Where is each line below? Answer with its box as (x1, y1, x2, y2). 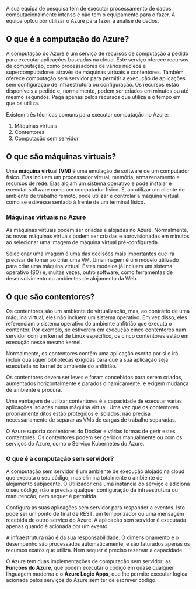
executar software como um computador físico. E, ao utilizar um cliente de (6, 186, 185, 193)
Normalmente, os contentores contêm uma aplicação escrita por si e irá (6, 350, 178, 357)
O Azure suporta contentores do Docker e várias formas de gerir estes (6, 427, 176, 434)
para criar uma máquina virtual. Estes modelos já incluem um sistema (6, 262, 173, 269)
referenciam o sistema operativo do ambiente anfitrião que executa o (6, 320, 172, 327)
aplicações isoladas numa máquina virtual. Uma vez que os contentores (6, 403, 179, 410)
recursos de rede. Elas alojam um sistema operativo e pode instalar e (6, 180, 172, 187)
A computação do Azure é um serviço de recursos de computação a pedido (6, 50, 188, 57)
